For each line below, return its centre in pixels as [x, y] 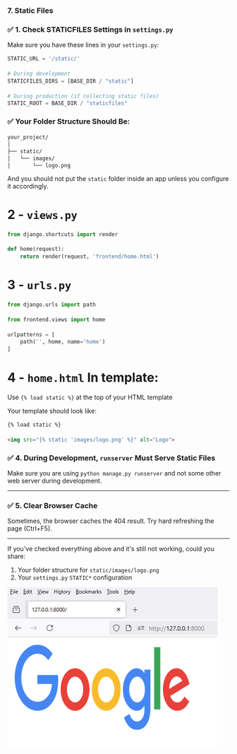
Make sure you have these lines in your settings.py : [83, 45]
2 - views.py [42, 214]
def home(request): [36, 249]
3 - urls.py [39, 285]
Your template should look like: [52, 411]
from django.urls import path [52, 305]
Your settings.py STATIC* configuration [75, 577]
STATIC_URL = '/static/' [44, 59]
